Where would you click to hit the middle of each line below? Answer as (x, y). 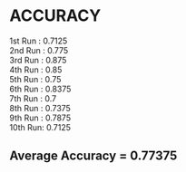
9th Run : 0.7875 (40, 118)
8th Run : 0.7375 (40, 108)
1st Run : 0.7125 (39, 41)
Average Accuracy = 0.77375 (93, 156)
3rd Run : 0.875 (38, 60)
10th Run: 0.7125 (40, 127)
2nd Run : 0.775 (39, 50)
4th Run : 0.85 (36, 70)
